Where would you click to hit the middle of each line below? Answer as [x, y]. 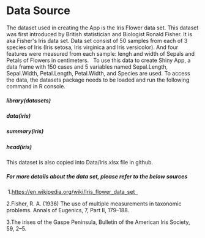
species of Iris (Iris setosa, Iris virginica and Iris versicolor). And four [92, 47]
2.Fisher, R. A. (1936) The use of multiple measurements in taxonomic [94, 204]
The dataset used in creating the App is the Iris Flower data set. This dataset [102, 28]
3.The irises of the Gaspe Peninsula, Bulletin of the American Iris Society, [99, 222]
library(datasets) [28, 100]
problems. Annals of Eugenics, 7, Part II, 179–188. [68, 210]
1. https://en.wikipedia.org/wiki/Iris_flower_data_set [71, 192]
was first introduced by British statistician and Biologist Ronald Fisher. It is [99, 34]
